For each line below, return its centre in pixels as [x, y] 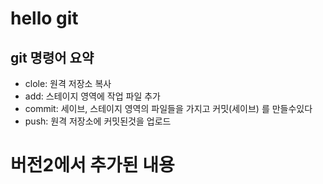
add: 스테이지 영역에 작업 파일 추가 [92, 96]
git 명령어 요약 [52, 57]
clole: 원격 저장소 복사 [68, 83]
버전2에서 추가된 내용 [92, 165]
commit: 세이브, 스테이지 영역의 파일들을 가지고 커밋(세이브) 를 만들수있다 [168, 108]
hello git [44, 18]
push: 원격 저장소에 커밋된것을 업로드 [98, 121]
